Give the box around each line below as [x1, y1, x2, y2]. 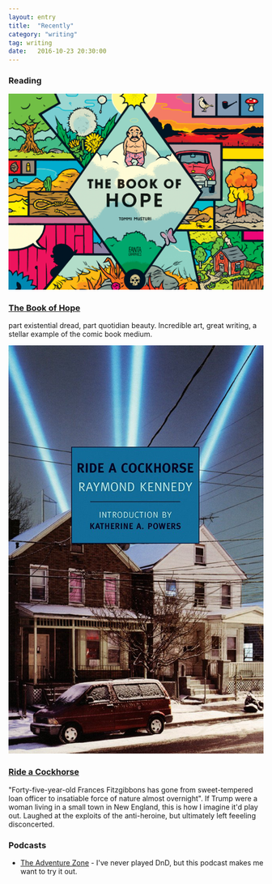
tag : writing [8, 39, 53, 47]
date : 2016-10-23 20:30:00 [8, 47, 107, 56]
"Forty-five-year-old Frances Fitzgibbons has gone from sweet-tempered [8, 784, 253, 794]
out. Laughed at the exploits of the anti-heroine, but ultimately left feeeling [8, 810, 257, 820]
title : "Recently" [8, 21, 74, 30]
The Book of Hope [8, 302, 81, 314]
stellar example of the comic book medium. [8, 329, 152, 340]
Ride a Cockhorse [8, 767, 79, 778]
